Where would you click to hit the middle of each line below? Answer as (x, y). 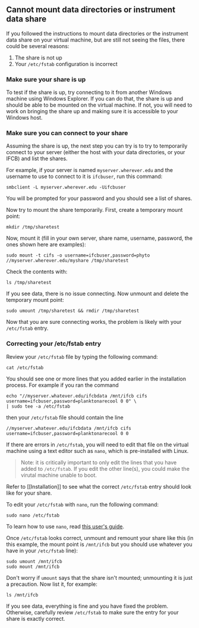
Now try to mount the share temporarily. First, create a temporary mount (94, 210)
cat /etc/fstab (25, 368)
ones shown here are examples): (46, 245)
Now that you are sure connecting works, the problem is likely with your (94, 322)
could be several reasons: (38, 46)
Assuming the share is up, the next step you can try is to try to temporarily (97, 146)
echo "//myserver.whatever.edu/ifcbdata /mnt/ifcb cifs (77, 396)
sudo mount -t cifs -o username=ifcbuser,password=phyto (78, 255)
